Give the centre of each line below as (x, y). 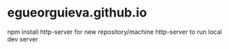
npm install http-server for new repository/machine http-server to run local (114, 32)
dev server (23, 39)
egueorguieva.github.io (77, 13)
